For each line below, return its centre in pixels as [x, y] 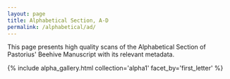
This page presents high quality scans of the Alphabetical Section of [107, 47]
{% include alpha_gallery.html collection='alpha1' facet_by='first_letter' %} [115, 68]
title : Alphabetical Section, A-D [58, 20]
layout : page [26, 14]
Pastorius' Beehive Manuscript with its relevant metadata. [91, 54]
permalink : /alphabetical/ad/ [52, 27]
